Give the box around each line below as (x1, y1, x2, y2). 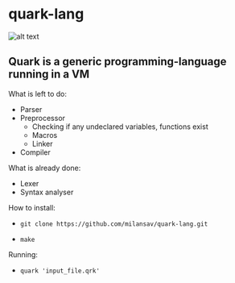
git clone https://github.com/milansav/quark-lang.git (19, 219, 208, 228)
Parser (19, 104, 43, 114)
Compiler (19, 147, 51, 157)
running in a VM (8, 68, 90, 81)
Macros (31, 130, 58, 139)
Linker (31, 139, 53, 148)
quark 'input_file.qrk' (19, 267, 101, 275)
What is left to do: (8, 89, 67, 98)
